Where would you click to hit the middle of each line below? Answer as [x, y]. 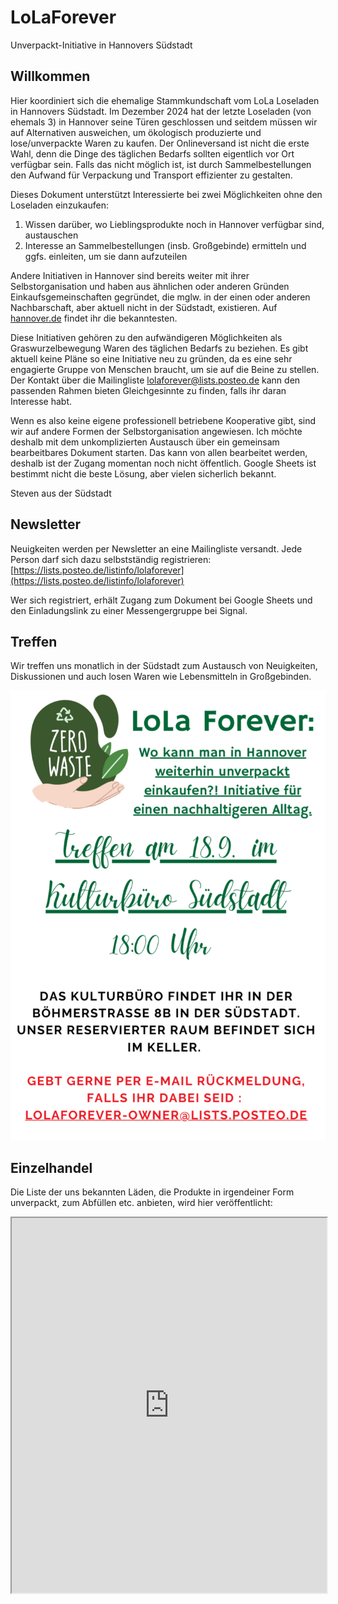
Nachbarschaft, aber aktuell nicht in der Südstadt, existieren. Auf [144, 307]
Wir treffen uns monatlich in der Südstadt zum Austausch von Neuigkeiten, [164, 666]
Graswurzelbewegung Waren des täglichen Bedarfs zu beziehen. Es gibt [159, 348]
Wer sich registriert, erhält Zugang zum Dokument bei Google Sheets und [161, 600]
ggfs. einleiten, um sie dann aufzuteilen [106, 256]
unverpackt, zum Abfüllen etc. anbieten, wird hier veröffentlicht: [141, 1202]
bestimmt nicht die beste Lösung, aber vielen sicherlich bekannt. [143, 473]
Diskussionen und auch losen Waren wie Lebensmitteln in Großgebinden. [161, 677]
